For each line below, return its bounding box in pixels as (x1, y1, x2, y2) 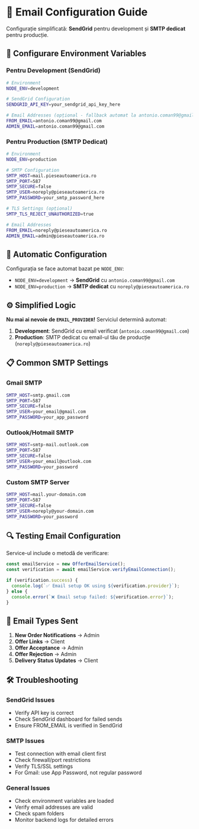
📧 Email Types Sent (6, 616, 79, 626)
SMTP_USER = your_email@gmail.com (6, 409, 86, 415)
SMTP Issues (6, 736, 45, 745)
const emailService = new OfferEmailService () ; (6, 561, 126, 567)
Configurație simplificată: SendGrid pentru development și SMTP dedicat (6, 25, 185, 32)
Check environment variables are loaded (14, 798, 114, 805)
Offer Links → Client (14, 638, 65, 645)
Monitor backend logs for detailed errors (14, 817, 114, 824)
